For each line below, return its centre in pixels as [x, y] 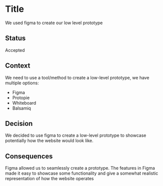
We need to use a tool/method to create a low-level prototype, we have [77, 77]
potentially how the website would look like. [49, 141]
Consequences [29, 156]
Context [18, 66]
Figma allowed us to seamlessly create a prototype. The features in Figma [80, 168]
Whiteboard [24, 103]
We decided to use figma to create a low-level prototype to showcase [76, 135]
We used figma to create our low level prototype [54, 23]
